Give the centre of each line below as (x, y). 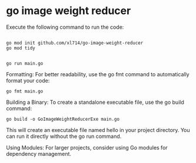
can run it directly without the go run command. (64, 136)
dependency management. (39, 154)
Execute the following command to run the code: (65, 27)
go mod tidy (21, 48)
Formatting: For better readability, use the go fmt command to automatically (98, 74)
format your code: (28, 80)
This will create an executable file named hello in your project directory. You (98, 130)
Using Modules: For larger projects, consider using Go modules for (87, 147)
